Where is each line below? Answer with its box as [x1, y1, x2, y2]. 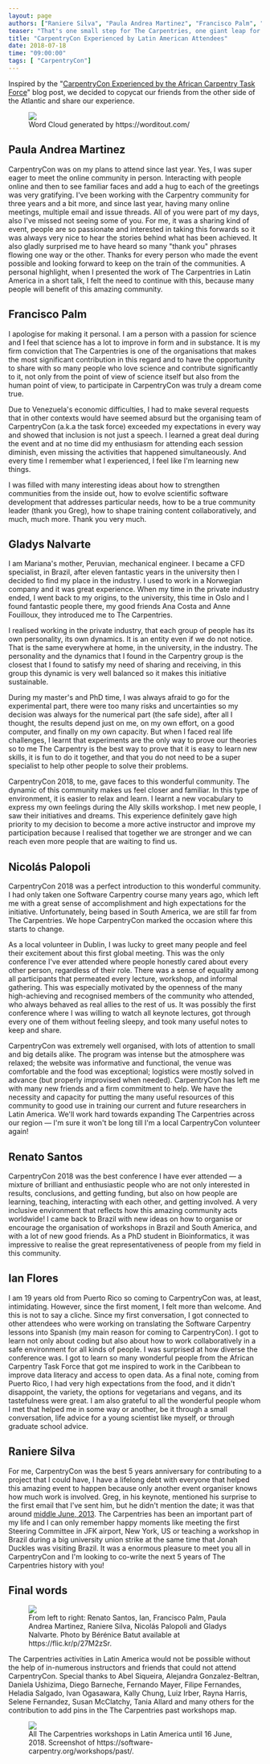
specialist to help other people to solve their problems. [8, 761, 189, 771]
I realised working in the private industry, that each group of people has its [8, 626, 255, 636]
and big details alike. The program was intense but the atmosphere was [8, 1050, 245, 1059]
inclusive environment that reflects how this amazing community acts [8, 1205, 238, 1215]
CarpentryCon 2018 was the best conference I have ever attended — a [8, 1171, 243, 1181]
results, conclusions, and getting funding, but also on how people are [8, 1188, 238, 1198]
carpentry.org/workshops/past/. [28, 1746, 134, 1756]
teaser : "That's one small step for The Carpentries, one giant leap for [8, 27, 261, 35]
